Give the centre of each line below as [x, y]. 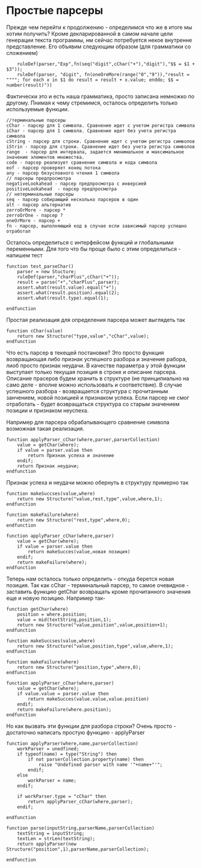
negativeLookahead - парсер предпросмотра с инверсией [76, 184]
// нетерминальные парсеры [40, 194]
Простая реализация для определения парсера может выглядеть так [96, 320]
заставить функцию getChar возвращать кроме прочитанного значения [98, 591]
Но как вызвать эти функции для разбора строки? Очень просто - [91, 726]
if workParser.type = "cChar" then [62, 796]
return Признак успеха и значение [71, 455]
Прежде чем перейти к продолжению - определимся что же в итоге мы [99, 27]
